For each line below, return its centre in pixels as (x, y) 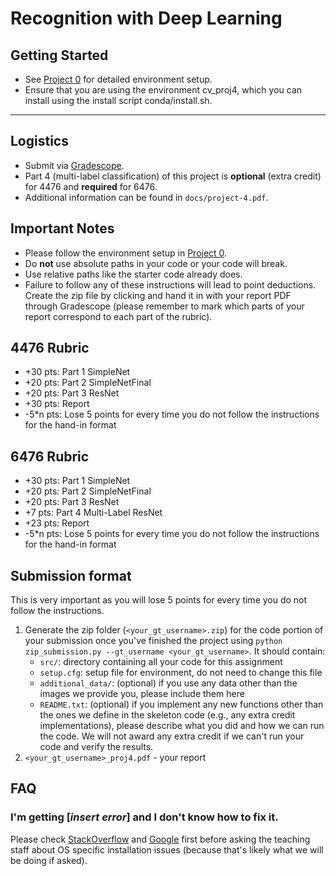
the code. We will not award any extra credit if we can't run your (172, 736)
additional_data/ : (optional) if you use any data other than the (168, 683)
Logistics (39, 141)
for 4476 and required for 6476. (91, 186)
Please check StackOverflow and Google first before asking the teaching (160, 839)
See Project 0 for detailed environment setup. (118, 79)
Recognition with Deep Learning (146, 18)
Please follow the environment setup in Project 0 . (126, 253)
